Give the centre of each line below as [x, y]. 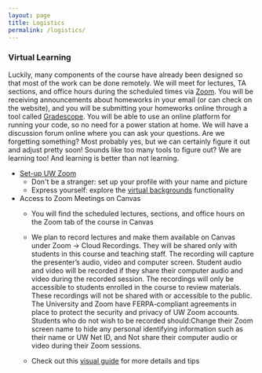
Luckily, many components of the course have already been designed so [126, 75]
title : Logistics [36, 23]
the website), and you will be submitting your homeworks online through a [127, 108]
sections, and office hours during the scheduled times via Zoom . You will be [131, 91]
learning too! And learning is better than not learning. [94, 158]
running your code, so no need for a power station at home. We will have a [128, 124]
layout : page [29, 15]
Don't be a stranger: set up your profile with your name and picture [139, 181]
